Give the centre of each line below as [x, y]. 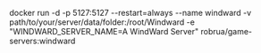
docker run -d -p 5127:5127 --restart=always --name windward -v [130, 13]
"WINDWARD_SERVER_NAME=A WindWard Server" [104, 31]
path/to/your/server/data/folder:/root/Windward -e [102, 22]
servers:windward [42, 41]
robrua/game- [227, 31]
